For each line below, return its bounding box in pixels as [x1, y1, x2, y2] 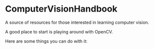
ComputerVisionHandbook [5, 3, 117, 15]
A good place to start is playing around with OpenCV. [5, 29, 113, 34]
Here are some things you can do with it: [5, 38, 88, 44]
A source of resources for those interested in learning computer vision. [5, 19, 150, 25]
